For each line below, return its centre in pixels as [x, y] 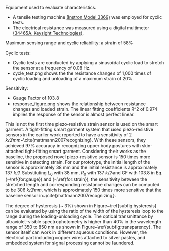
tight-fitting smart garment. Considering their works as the [85, 151]
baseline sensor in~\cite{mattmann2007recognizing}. [61, 195]
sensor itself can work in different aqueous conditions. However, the [76, 232]
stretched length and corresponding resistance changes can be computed [82, 184]
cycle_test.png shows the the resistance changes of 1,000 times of [82, 73]
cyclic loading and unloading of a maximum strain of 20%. [73, 79]
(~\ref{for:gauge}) [24, 179]
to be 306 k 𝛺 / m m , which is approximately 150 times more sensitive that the [83, 190]
